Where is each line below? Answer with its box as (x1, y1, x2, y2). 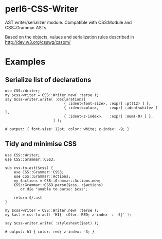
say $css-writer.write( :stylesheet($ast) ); (5, 221, 99, 225)
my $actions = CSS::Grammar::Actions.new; (14, 178, 101, 183)
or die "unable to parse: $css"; (20, 187, 89, 191)
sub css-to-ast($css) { (5, 165, 54, 171)
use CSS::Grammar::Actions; (14, 174, 71, 179)
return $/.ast (14, 195, 42, 200)
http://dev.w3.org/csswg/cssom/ (5, 39, 71, 45)
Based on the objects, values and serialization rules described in (5, 34, 134, 40)
